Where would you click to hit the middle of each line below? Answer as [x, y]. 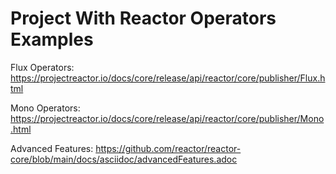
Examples [52, 39]
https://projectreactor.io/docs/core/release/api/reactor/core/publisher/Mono [167, 118]
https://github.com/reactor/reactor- [168, 148]
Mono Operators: [45, 108]
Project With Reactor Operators [143, 18]
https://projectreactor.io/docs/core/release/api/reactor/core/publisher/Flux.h [168, 78]
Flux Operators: [42, 67]
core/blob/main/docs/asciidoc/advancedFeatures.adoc [124, 159]
